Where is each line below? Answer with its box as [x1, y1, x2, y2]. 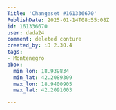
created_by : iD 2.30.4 [7, 42, 72, 49]
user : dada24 [7, 29, 45, 36]
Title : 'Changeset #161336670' [7, 10, 97, 17]
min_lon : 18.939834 [13, 67, 70, 74]
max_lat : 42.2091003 [13, 87, 72, 93]
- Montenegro [7, 55, 45, 62]
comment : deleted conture [7, 36, 81, 43]
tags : [7, 49, 23, 56]
